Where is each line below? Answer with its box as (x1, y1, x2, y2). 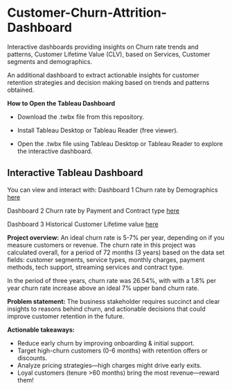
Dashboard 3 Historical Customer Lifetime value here (7, 220, 159, 228)
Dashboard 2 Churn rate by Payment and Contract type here (7, 206, 180, 215)
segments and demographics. (7, 57, 93, 65)
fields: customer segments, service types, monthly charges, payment (7, 255, 205, 263)
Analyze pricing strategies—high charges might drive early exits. (17, 361, 202, 369)
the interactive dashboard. (17, 147, 93, 155)
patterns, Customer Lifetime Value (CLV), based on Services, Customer (7, 50, 211, 58)
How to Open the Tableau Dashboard (7, 99, 116, 107)
